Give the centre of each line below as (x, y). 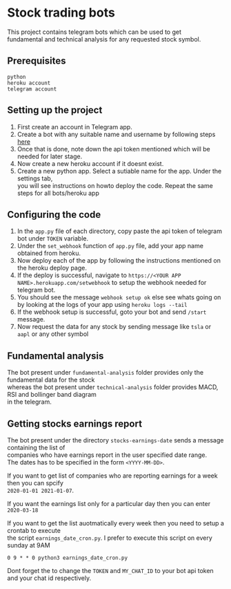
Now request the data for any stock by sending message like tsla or (114, 327)
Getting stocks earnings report (75, 423)
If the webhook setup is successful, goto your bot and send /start (112, 312)
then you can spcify (36, 483)
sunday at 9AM (29, 545)
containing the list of (36, 448)
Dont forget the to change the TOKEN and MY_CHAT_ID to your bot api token (110, 571)
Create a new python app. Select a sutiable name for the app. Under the (119, 171)
